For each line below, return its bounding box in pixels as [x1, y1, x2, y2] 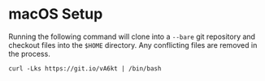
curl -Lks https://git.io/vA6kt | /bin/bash [8, 64, 162, 73]
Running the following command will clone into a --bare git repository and [8, 32, 256, 41]
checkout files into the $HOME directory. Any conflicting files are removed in [8, 40, 258, 49]
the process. [8, 49, 50, 58]
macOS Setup [8, 5, 103, 23]
